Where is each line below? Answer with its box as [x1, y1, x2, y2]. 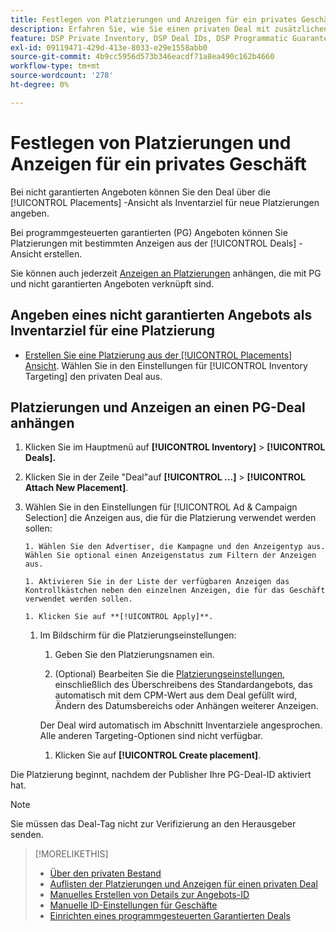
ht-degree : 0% [10, 80, 70, 90]
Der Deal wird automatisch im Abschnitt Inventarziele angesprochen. [39, 719, 323, 731]
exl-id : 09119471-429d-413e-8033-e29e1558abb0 [10, 42, 208, 53]
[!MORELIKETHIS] [34, 848, 109, 860]
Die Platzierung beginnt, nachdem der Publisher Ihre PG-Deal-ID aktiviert [10, 769, 312, 781]
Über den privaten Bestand [49, 867, 162, 880]
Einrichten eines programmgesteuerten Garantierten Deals [49, 910, 291, 922]
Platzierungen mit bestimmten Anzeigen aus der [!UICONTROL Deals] [10, 237, 297, 249]
